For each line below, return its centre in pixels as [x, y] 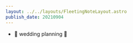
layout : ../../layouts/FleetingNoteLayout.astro [66, 11]
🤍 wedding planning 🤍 [41, 34]
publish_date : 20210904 [35, 17]
